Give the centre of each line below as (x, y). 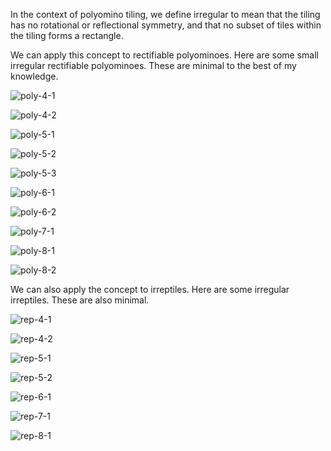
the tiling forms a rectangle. (67, 35)
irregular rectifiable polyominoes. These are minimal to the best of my (153, 65)
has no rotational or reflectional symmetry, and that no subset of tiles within (166, 25)
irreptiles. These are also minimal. (80, 300)
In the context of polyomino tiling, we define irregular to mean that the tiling (165, 14)
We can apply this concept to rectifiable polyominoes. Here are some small (164, 55)
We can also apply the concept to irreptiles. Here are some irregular (150, 289)
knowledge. (34, 76)
